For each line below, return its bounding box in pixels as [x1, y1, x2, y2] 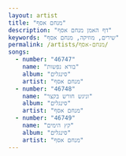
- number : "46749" [15, 114, 76, 122]
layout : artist [8, 11, 58, 20]
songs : [8, 48, 30, 56]
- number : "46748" [15, 84, 76, 93]
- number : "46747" [15, 56, 76, 64]
